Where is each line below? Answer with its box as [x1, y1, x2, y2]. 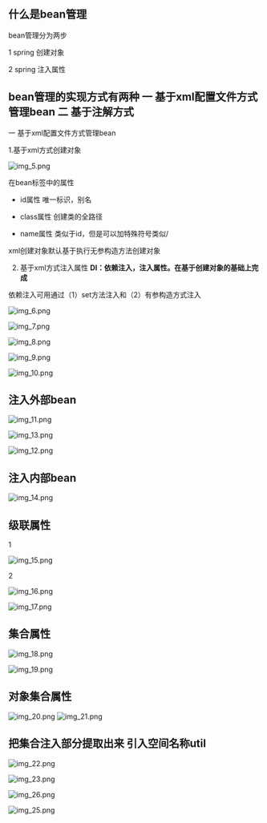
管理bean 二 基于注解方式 [8, 105, 135, 119]
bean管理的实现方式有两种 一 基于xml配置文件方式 [8, 91, 258, 104]
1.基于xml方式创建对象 [8, 145, 82, 155]
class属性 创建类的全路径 [19, 212, 103, 221]
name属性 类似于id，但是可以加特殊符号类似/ [19, 228, 169, 238]
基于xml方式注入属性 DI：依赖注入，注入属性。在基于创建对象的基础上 [19, 263, 253, 272]
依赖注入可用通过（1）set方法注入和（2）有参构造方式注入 [8, 289, 202, 299]
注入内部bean [8, 471, 77, 485]
